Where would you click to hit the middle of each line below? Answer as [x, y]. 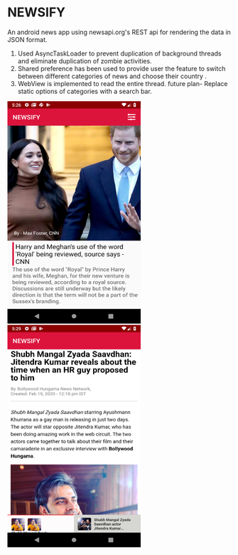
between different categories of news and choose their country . [112, 76]
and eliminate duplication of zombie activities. [85, 60]
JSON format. [27, 39]
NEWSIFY [37, 12]
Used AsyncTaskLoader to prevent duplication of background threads [119, 53]
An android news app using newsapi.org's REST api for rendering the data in [119, 32]
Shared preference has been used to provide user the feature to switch [121, 68]
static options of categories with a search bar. [85, 91]
